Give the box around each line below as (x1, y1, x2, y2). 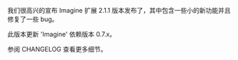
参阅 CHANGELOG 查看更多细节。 (7, 45, 107, 53)
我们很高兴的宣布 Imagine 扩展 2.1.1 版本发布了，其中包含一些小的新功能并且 (7, 6, 231, 14)
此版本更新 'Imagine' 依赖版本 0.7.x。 (7, 30, 116, 38)
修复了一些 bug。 (7, 15, 59, 23)
